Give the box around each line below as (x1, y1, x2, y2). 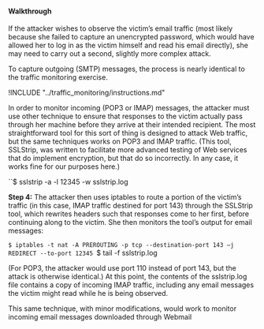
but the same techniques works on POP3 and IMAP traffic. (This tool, (8, 136, 232, 146)
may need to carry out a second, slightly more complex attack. (8, 49, 211, 58)
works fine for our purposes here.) (8, 162, 121, 171)
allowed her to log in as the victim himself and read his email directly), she (8, 40, 248, 50)
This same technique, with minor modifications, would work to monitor (8, 304, 237, 313)
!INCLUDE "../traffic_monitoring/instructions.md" (8, 88, 165, 98)
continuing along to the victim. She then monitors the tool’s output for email (8, 218, 252, 227)
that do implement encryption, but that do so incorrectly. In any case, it (8, 154, 239, 163)
